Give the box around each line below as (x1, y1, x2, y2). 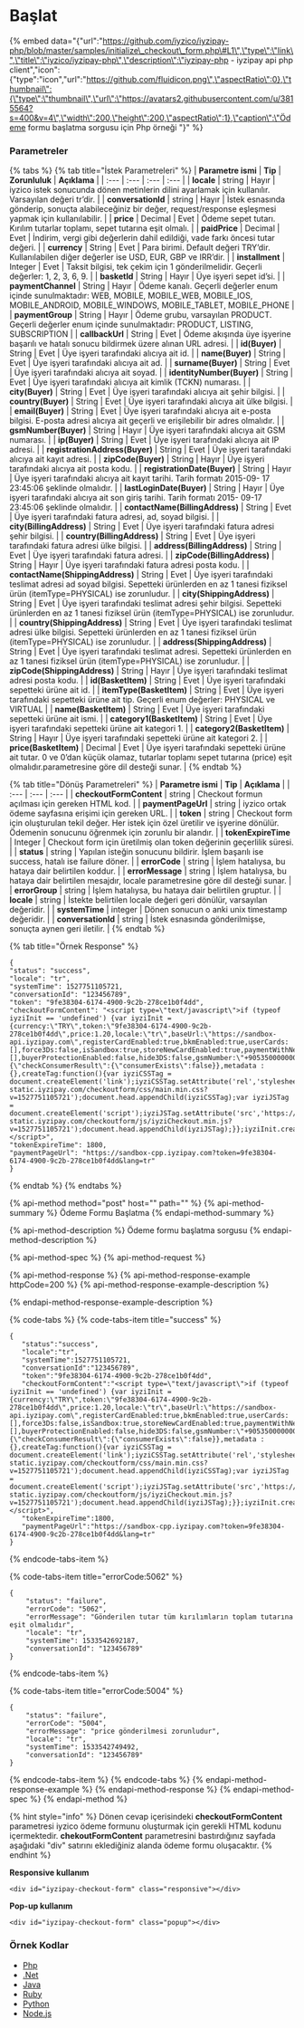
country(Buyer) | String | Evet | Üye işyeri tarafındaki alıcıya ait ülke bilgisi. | (9, 396, 293, 407)
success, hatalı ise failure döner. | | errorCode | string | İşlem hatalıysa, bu (9, 856, 286, 867)
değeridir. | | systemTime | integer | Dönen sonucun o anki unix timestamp (9, 904, 288, 915)
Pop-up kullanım (9, 1900, 73, 1911)
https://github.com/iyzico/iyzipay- (102, 35, 230, 46)
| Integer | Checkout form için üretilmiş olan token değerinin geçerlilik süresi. (9, 837, 294, 847)
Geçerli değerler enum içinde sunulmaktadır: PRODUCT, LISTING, (9, 319, 253, 330)
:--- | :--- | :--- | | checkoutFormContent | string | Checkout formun (9, 789, 263, 799)
